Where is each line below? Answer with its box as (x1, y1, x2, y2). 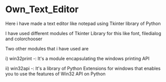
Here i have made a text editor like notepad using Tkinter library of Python (5, 20, 161, 26)
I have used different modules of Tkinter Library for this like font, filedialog (5, 30, 162, 36)
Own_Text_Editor (5, 4, 79, 15)
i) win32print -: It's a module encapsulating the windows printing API (5, 55, 150, 62)
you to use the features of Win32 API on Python (5, 70, 106, 77)
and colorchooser (5, 36, 42, 42)
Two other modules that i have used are (5, 45, 89, 51)
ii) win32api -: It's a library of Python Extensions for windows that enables (5, 65, 161, 71)
